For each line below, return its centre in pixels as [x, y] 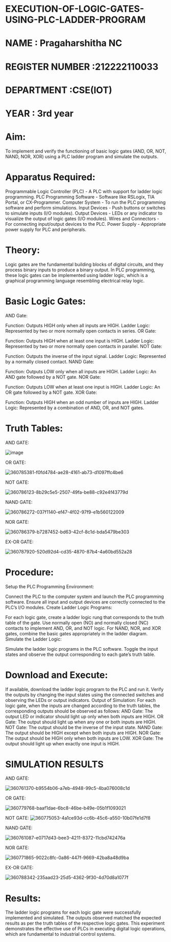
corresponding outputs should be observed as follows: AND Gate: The [79, 711]
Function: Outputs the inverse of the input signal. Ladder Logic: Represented [86, 356]
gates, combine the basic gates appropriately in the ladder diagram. [77, 633]
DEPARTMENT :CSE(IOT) [59, 90]
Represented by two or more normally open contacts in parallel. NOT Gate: [84, 346]
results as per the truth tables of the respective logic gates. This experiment [85, 923]
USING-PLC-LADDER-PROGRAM [76, 20]
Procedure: [30, 572]
